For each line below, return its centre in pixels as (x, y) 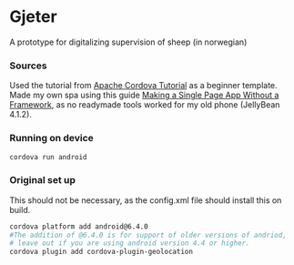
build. (20, 209)
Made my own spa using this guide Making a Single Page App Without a (144, 95)
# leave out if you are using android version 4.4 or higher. (130, 243)
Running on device (51, 138)
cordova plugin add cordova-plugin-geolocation (101, 252)
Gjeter (33, 17)
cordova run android (49, 157)
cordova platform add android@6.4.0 (79, 226)
